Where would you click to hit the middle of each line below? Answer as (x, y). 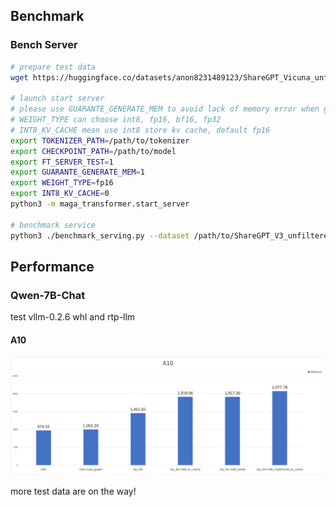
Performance (52, 266)
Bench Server (44, 45)
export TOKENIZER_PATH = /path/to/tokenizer (100, 140)
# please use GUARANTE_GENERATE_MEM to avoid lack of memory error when (165, 109)
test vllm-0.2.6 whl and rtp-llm (73, 317)
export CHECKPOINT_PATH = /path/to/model (93, 151)
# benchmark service (53, 225)
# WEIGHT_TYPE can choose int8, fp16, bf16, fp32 (116, 120)
